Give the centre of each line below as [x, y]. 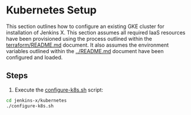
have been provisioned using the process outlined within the [79, 39]
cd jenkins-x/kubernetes [36, 100]
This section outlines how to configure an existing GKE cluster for [85, 26]
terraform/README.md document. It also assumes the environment [88, 45]
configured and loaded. [34, 57]
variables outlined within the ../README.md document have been [85, 51]
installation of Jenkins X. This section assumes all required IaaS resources [96, 32]
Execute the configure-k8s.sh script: [59, 90]
